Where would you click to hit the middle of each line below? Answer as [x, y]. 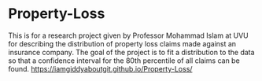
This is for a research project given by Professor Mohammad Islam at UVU [129, 35]
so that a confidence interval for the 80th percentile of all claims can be [124, 61]
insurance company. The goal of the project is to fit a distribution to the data [131, 52]
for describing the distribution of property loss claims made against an [122, 43]
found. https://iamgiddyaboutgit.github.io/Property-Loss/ [100, 68]
